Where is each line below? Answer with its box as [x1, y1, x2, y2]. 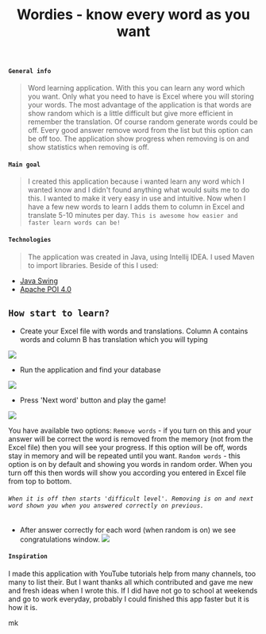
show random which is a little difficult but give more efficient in [27, 109, 233, 119]
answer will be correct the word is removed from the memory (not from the [8, 434, 253, 444]
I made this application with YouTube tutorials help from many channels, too [8, 569, 256, 578]
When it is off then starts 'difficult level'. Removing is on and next [8, 495, 254, 503]
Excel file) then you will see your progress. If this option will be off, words [8, 443, 248, 453]
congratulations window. [19, 535, 101, 544]
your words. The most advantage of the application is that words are [27, 100, 252, 110]
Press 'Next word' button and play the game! [19, 395, 167, 405]
